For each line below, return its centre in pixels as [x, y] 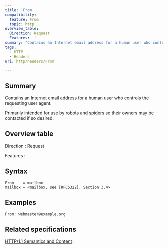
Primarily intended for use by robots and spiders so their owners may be [79, 113]
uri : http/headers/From [30, 61]
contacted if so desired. [29, 118]
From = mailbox [24, 183]
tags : [11, 47]
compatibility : [21, 15]
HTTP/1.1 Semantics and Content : [40, 241]
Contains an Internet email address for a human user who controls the [77, 98]
